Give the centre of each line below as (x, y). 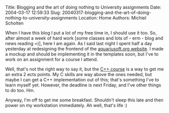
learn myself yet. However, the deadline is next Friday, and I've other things (83, 85)
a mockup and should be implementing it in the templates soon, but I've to (82, 54)
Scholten (15, 23)
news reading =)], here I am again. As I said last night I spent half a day (79, 43)
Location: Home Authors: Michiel (113, 18)
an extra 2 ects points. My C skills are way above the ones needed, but (79, 74)
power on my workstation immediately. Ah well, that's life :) (66, 105)
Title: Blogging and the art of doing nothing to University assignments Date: (83, 7)
